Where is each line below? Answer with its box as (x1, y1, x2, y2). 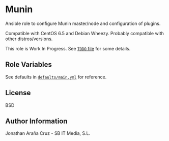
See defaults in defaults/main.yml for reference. (5, 74, 107, 80)
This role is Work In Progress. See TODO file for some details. (5, 45, 131, 51)
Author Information (5, 117, 68, 125)
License (5, 89, 31, 97)
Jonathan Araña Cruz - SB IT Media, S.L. (5, 130, 91, 136)
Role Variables (5, 60, 52, 69)
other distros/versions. (5, 36, 53, 42)
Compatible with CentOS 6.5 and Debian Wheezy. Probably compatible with (5, 30, 164, 36)
